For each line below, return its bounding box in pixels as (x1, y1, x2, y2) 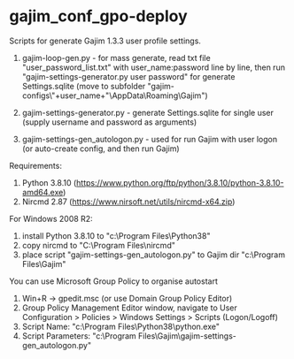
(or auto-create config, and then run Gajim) (21, 143, 180, 154)
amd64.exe (21, 187, 64, 197)
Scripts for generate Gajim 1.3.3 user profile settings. (9, 35, 202, 46)
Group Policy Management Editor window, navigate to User (21, 302, 237, 313)
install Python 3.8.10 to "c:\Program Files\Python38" (21, 230, 211, 241)
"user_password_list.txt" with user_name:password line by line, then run (21, 62, 286, 73)
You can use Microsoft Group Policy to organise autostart (9, 276, 219, 286)
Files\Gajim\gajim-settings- (138, 330, 237, 341)
